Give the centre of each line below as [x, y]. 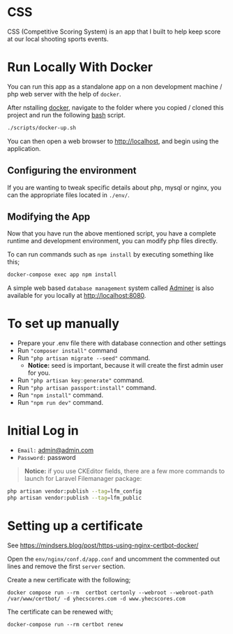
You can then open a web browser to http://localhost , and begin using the [113, 141]
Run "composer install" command [67, 351]
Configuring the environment [72, 171]
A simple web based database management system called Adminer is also [111, 288]
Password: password [46, 458]
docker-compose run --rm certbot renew [65, 624]
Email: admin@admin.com [55, 450]
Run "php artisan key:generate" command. [81, 380]
